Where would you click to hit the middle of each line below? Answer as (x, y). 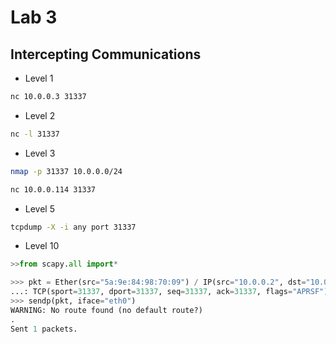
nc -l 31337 (35, 134)
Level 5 (39, 208)
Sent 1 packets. (44, 329)
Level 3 (40, 153)
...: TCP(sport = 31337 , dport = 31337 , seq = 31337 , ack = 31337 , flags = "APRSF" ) (169, 292)
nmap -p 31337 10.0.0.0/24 (66, 171)
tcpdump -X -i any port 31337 (73, 227)
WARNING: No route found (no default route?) (106, 310)
